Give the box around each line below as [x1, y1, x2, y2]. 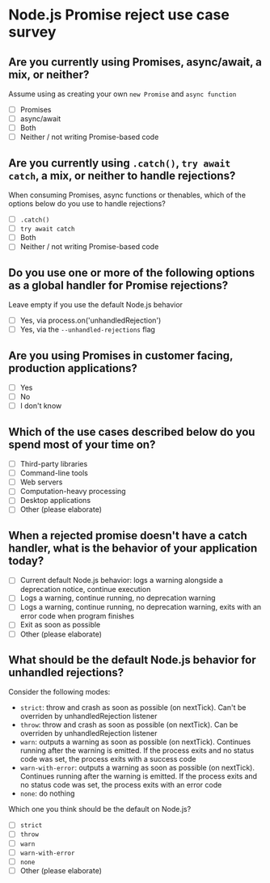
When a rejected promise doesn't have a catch [8, 528, 248, 543]
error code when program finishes [19, 611, 135, 621]
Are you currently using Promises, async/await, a [8, 55, 263, 69]
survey [8, 23, 57, 41]
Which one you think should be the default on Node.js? [8, 805, 192, 814]
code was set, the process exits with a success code [19, 754, 196, 764]
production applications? [8, 361, 137, 375]
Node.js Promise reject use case [8, 6, 230, 24]
